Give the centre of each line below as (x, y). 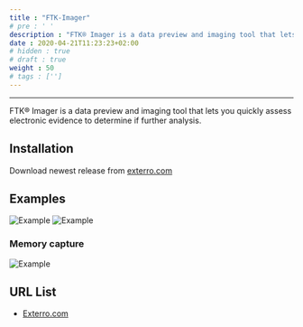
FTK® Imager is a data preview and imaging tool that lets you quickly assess (151, 110)
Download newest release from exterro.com (91, 170)
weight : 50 (32, 69)
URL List (33, 292)
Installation (41, 149)
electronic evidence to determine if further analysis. (106, 120)
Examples (37, 198)
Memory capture (47, 244)
